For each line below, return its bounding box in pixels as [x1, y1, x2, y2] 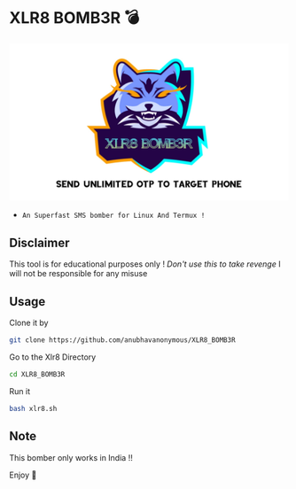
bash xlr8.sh [9, 404, 58, 413]
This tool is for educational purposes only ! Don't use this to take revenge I [9, 259, 281, 269]
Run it [9, 385, 31, 396]
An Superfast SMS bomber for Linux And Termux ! [21, 211, 206, 221]
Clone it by [9, 317, 49, 329]
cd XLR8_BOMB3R [9, 369, 66, 378]
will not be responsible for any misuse [9, 268, 148, 279]
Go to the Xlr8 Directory [9, 352, 97, 362]
